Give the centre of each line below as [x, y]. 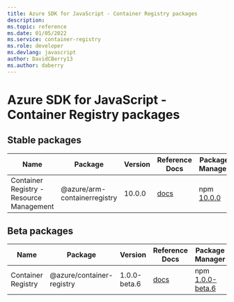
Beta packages [40, 231]
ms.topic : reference [37, 26]
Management [32, 206]
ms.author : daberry [36, 65]
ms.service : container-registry [54, 40]
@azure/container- [81, 276]
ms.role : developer [36, 46]
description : [26, 20]
